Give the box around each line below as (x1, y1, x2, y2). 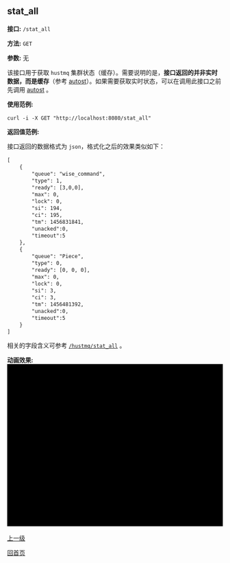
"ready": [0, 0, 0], (31, 266, 90, 273)
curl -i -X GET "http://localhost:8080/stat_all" (7, 115, 152, 122)
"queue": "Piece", (31, 253, 84, 260)
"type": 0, (31, 260, 63, 266)
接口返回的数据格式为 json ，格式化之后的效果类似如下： (7, 142, 166, 150)
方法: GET (7, 39, 33, 47)
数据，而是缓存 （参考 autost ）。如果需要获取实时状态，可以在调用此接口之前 (7, 77, 221, 85)
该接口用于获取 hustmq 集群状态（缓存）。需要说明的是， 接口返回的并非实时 (7, 68, 218, 76)
